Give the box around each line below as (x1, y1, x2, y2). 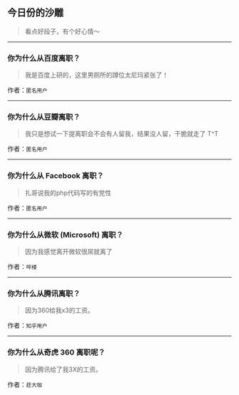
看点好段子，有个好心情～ (24, 27, 100, 36)
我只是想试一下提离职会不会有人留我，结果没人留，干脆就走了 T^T (24, 130, 219, 138)
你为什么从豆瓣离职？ (7, 112, 80, 122)
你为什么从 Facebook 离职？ (7, 171, 105, 181)
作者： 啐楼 (7, 263, 37, 270)
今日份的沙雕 (7, 6, 64, 19)
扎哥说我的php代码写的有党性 (24, 188, 112, 197)
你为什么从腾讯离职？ (7, 288, 80, 298)
